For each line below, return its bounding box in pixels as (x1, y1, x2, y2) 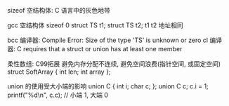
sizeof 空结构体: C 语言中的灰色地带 (7, 6, 111, 14)
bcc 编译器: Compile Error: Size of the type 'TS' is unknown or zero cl (7, 36, 209, 44)
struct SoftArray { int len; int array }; (7, 67, 111, 76)
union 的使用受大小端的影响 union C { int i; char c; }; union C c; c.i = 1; (7, 82, 209, 90)
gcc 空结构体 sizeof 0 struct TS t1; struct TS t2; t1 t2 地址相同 (7, 21, 184, 29)
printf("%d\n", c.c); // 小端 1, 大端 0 (7, 91, 109, 99)
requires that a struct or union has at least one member (23, 45, 183, 53)
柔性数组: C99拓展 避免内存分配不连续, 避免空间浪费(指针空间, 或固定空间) (7, 60, 221, 68)
